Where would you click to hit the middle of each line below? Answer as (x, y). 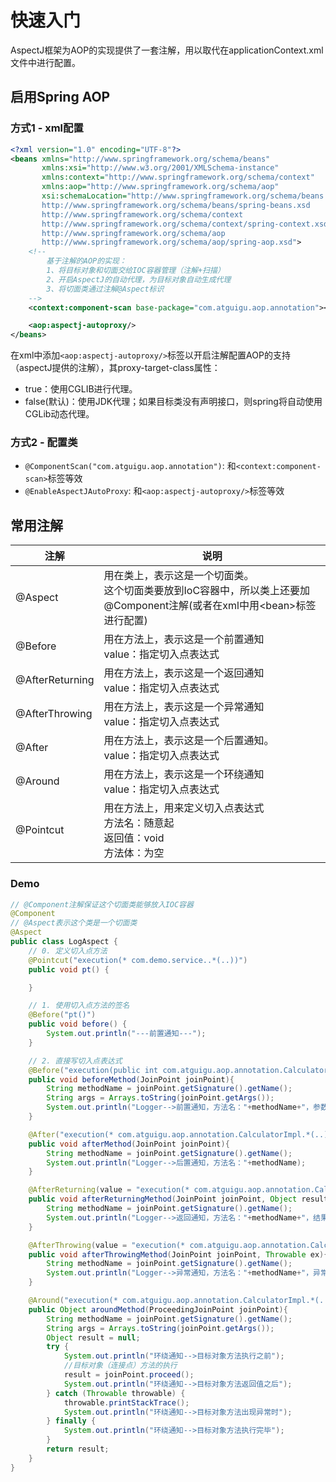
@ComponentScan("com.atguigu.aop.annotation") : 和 (130, 466)
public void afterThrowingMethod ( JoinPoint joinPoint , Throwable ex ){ (178, 1254)
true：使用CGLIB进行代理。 (81, 389)
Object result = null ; (93, 1337)
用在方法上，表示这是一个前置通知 (184, 639)
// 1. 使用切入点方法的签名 (79, 1006)
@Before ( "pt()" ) (62, 1015)
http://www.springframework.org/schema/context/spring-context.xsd (185, 224)
